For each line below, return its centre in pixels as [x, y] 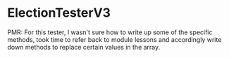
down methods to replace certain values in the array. [84, 47]
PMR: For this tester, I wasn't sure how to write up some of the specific [110, 32]
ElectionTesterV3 [59, 13]
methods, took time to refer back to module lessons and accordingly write [114, 39]
